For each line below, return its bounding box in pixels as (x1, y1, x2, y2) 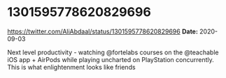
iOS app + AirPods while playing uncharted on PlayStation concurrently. (7, 55, 215, 63)
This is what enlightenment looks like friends (7, 63, 136, 71)
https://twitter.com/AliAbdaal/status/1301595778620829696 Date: (7, 27, 198, 36)
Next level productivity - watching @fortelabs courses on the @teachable (7, 48, 219, 56)
